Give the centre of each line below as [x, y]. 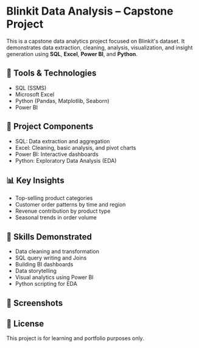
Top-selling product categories [54, 198]
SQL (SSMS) [31, 88]
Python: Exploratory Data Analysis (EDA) [66, 160]
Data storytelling [36, 271]
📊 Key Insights [36, 180]
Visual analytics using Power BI [54, 277]
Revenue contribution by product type [63, 211]
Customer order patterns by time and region [70, 205]
